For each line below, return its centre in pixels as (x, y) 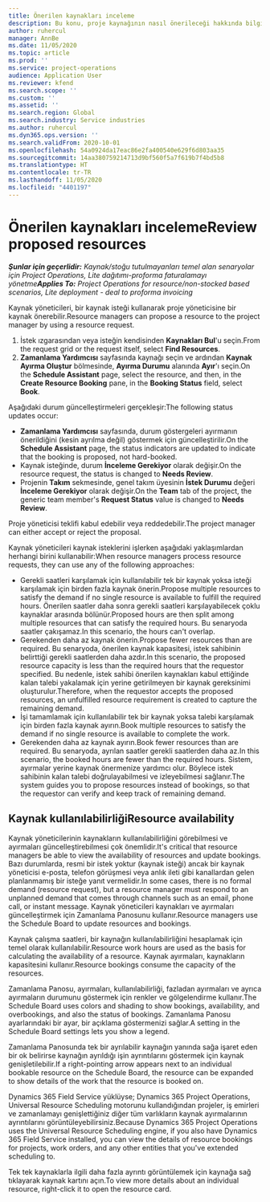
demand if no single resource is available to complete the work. (125, 733)
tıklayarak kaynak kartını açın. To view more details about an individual (124, 1180)
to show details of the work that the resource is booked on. (106, 1081)
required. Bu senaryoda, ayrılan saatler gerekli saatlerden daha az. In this (139, 751)
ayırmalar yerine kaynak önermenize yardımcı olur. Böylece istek (127, 768)
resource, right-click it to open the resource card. (90, 1188)
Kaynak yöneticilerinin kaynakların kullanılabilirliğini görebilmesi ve (118, 838)
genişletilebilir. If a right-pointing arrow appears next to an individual (120, 1064)
